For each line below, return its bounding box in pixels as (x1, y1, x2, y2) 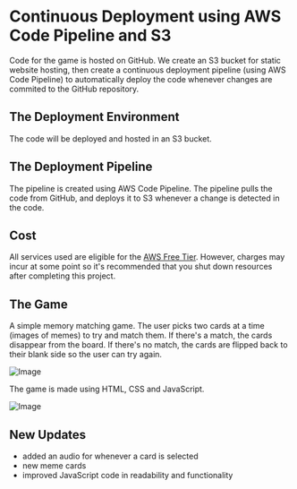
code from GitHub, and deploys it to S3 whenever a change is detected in (9, 193, 280, 203)
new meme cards (21, 460, 87, 471)
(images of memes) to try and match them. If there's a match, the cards (9, 330, 273, 341)
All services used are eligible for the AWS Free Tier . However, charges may (9, 252, 285, 262)
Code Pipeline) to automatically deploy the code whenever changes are (9, 73, 273, 84)
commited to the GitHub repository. (9, 83, 140, 94)
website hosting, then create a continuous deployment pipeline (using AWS (9, 64, 286, 75)
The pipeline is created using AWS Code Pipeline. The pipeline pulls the (9, 183, 273, 193)
